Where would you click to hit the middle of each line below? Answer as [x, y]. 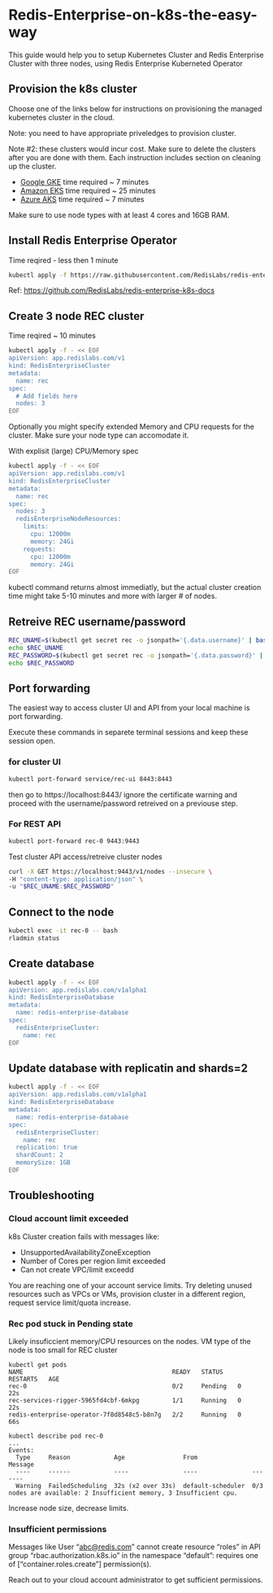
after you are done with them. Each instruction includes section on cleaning [135, 157]
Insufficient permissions [58, 1529]
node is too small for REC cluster [63, 1350]
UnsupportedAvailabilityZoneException [85, 1252]
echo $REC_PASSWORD [41, 663]
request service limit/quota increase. [70, 1303]
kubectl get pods [38, 1364]
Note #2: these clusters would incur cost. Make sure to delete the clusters [132, 149]
